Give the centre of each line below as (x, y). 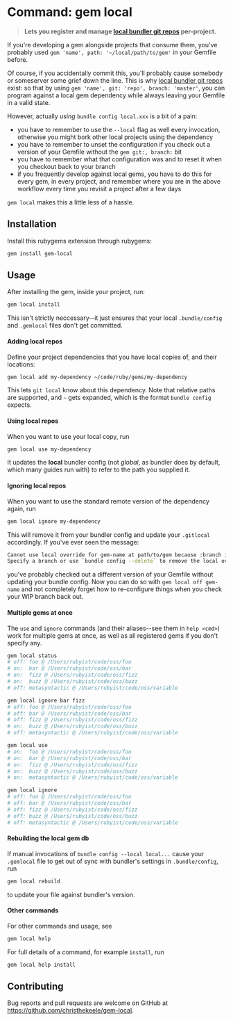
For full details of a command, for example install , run (86, 952)
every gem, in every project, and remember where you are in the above (119, 181)
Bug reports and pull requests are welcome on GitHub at (88, 1003)
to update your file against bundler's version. (71, 894)
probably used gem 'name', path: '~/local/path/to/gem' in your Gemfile (112, 52)
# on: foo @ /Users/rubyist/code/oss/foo (69, 752)
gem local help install (42, 965)
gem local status (32, 656)
